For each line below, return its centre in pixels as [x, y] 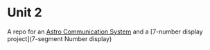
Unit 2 [25, 13]
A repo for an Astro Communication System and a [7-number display [105, 32]
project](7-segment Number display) [60, 38]
